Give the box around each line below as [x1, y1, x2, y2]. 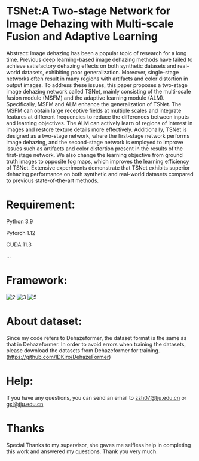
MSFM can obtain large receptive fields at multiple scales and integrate [6, 107, 182, 114]
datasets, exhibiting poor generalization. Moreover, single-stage [21, 68, 179, 76]
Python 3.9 [6, 218, 33, 225]
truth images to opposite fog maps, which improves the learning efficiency [6, 158, 189, 165]
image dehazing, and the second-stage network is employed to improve [6, 138, 183, 146]
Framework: [6, 274, 68, 287]
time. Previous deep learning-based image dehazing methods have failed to [6, 56, 193, 63]
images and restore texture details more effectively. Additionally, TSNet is [6, 126, 187, 133]
